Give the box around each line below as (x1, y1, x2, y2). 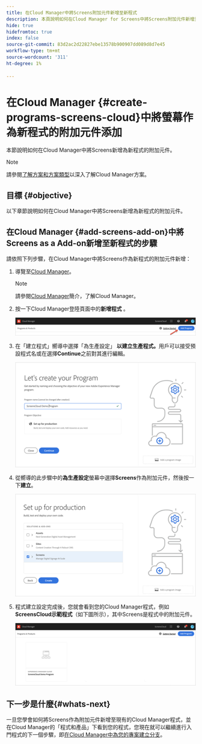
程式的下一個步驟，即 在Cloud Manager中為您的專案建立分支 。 (11, 731, 166, 739)
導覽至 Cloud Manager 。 (14, 268, 75, 275)
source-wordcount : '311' (6, 54, 69, 60)
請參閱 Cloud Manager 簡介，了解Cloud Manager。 (14, 293, 139, 300)
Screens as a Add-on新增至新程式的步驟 (6, 238, 158, 248)
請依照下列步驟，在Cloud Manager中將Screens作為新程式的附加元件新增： (6, 255, 191, 262)
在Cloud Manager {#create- (6, 95, 148, 109)
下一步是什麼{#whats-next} (6, 699, 111, 709)
